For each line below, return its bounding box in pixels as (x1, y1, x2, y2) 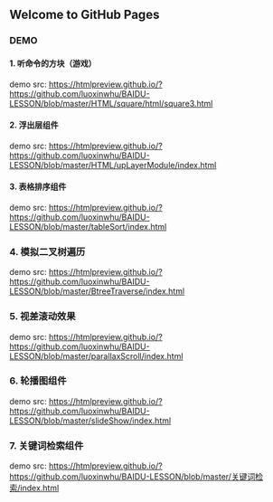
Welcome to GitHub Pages (9, 7, 160, 23)
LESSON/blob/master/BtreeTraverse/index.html (9, 286, 185, 297)
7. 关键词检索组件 (9, 439, 84, 451)
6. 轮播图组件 (9, 374, 67, 387)
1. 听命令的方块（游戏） (9, 58, 97, 69)
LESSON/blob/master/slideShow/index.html (9, 415, 172, 426)
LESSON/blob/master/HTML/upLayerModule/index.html (9, 159, 217, 170)
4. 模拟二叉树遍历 (9, 245, 86, 258)
